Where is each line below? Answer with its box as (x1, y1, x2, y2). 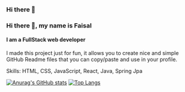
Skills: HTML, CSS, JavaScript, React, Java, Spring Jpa (6, 68, 143, 75)
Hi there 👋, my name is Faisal (6, 21, 92, 29)
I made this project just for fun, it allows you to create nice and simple (6, 50, 179, 57)
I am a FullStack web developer (6, 36, 86, 44)
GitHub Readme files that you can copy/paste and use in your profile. (6, 56, 178, 63)
